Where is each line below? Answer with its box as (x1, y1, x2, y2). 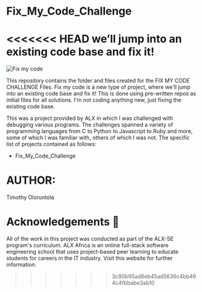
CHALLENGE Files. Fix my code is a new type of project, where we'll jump (6, 83, 191, 91)
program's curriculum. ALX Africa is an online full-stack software (6, 242, 169, 249)
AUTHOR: (6, 173, 56, 187)
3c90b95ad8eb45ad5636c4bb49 (112, 273, 197, 280)
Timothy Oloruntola (6, 193, 55, 201)
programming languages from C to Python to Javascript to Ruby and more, (6, 128, 193, 135)
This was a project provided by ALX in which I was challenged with (6, 114, 173, 122)
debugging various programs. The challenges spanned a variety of (6, 121, 173, 128)
